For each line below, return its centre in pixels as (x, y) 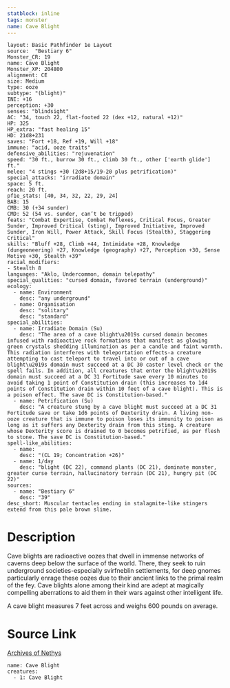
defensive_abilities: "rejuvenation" (61, 154)
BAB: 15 (18, 202)
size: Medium (26, 81)
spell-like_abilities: (40, 443)
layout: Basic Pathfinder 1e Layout (60, 45)
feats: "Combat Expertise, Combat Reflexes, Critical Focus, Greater (109, 220)
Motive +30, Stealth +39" (44, 256)
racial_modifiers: (33, 263)
